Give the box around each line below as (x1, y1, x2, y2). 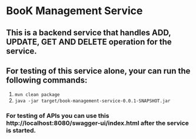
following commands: (6, 75, 88, 85)
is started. (6, 127, 36, 135)
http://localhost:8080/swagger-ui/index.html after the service (6, 119, 190, 127)
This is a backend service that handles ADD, (6, 28, 171, 38)
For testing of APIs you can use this (6, 112, 109, 120)
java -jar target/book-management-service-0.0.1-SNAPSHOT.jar (14, 98, 171, 104)
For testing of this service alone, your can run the (6, 66, 191, 76)
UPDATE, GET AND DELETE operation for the (6, 37, 172, 47)
